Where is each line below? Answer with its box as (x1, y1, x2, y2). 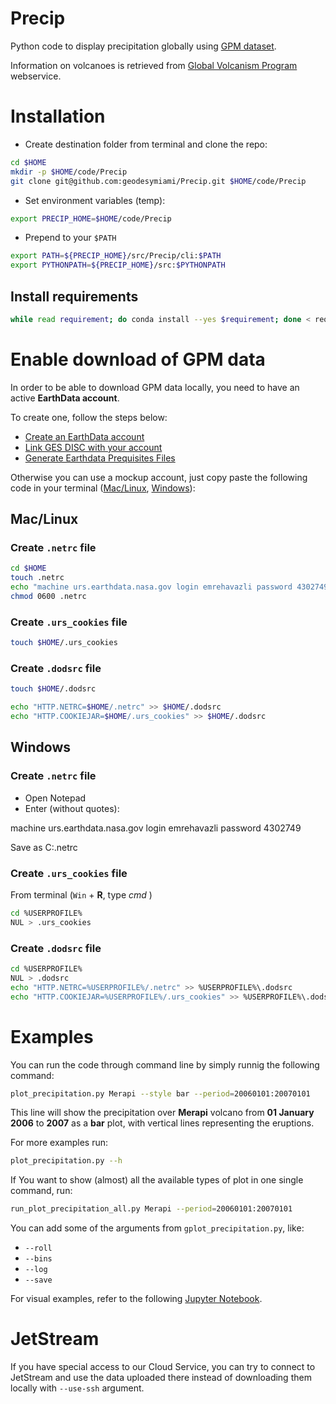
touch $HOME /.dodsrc (10, 684, 97, 694)
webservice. (10, 70, 62, 82)
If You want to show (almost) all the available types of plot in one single (10, 1174, 304, 1186)
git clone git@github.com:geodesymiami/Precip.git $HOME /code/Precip (10, 176, 307, 186)
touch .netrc (10, 573, 65, 583)
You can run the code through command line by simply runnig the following (10, 1058, 320, 1071)
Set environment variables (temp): (24, 194, 166, 206)
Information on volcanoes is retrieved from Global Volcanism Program (10, 59, 298, 71)
